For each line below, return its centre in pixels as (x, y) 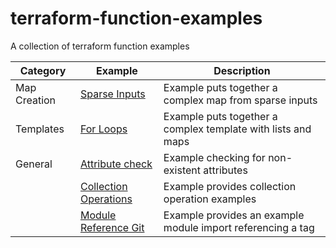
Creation (36, 100)
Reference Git (112, 227)
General (34, 164)
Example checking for (214, 157)
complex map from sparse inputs (240, 100)
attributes (225, 170)
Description (242, 70)
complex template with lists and (237, 129)
